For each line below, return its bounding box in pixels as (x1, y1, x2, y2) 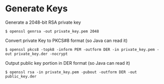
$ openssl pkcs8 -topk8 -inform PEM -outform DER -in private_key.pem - (5, 47, 160, 52)
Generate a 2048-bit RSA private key (5, 19, 81, 25)
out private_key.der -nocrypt (5, 51, 68, 56)
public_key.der (5, 74, 37, 79)
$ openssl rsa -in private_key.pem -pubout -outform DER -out (5, 70, 137, 75)
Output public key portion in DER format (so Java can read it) (5, 60, 131, 66)
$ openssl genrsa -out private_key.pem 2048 (5, 29, 99, 34)
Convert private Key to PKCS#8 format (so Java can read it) (5, 38, 128, 43)
